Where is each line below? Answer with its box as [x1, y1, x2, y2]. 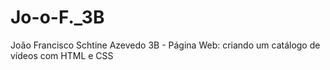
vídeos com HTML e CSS [10, 49, 114, 61]
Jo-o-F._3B [10, 6, 105, 29]
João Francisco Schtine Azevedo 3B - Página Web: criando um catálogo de [10, 39, 321, 51]
